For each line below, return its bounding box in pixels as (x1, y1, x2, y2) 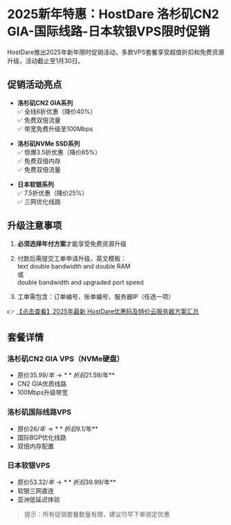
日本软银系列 (17, 180, 54, 188)
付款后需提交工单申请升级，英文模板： (17, 254, 127, 262)
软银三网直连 (17, 486, 54, 494)
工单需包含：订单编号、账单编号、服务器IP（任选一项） (17, 292, 175, 300)
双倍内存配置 (17, 442, 54, 450)
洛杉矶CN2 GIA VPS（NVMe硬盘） (7, 354, 124, 363)
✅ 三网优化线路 (17, 197, 61, 205)
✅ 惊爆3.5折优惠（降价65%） (17, 148, 102, 156)
